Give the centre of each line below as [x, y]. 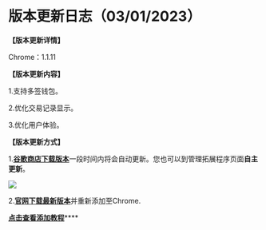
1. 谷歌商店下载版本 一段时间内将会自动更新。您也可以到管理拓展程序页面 [126, 159]
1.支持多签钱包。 [35, 91]
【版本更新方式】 [36, 141]
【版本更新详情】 [36, 40]
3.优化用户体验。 [36, 125]
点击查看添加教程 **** [44, 217]
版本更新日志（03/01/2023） [105, 16]
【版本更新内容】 [36, 73]
